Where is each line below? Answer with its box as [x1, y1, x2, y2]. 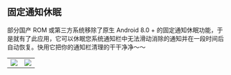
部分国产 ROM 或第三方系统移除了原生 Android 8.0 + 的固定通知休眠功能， [7, 26, 218, 34]
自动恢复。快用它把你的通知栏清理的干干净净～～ [7, 43, 146, 51]
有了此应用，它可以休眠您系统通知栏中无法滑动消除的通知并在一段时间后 [19, 34, 224, 42]
